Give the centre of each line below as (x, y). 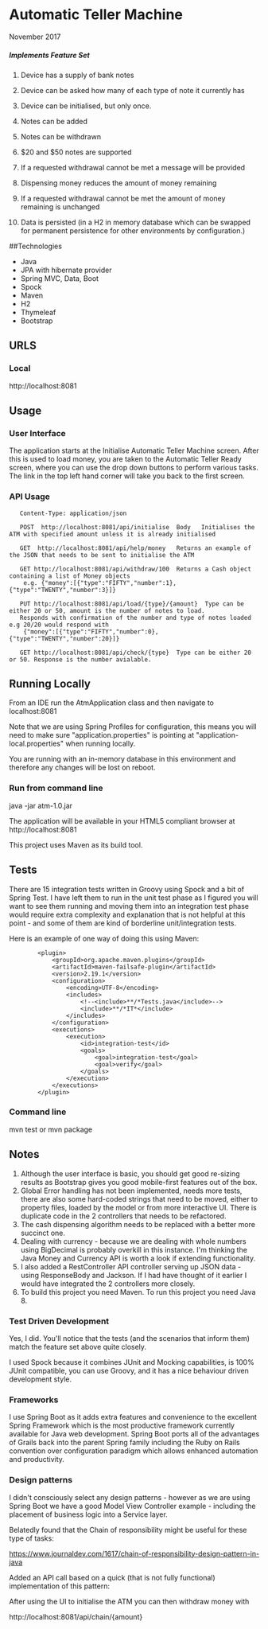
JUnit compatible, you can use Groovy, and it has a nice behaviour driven (129, 1370)
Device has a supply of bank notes (77, 75)
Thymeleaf (38, 312)
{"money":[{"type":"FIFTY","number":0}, (91, 631)
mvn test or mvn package (51, 1129)
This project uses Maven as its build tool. (76, 844)
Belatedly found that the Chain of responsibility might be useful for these (128, 1530)
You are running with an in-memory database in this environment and (122, 759)
